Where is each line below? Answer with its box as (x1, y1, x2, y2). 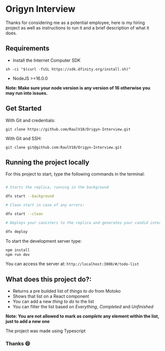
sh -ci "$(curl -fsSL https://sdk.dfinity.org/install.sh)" (5, 67, 131, 72)
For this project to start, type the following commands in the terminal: (5, 171, 145, 177)
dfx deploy (5, 229, 28, 234)
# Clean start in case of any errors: (5, 202, 85, 208)
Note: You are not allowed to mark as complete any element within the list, (5, 313, 160, 319)
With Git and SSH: (5, 135, 42, 141)
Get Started (5, 104, 42, 113)
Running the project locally (5, 158, 90, 166)
